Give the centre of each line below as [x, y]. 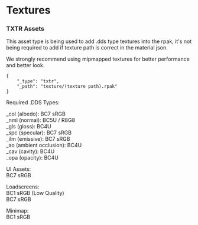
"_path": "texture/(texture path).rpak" [67, 87]
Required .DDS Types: [33, 102]
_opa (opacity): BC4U [33, 158]
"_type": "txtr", [38, 81]
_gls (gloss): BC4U [29, 127]
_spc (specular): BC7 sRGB [39, 133]
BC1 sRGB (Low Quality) [35, 193]
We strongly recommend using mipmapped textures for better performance [98, 59]
